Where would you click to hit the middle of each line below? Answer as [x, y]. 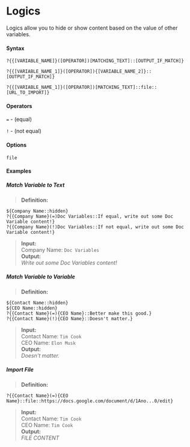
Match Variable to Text [35, 185]
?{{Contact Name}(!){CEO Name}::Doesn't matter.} [70, 319]
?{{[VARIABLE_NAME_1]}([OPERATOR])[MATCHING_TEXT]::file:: [82, 88]
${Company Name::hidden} [37, 211]
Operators [19, 106]
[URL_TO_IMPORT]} [28, 93]
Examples [19, 171]
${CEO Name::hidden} [32, 308]
